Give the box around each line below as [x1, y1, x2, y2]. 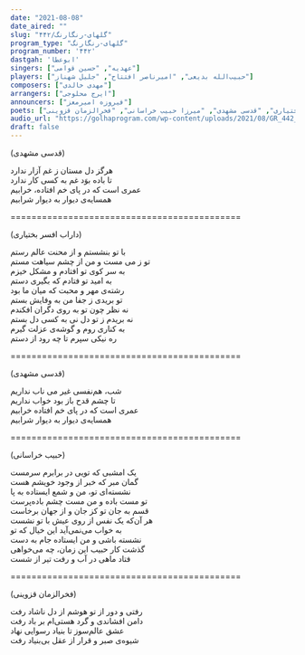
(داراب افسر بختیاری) [10, 229, 82, 240]
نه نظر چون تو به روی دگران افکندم [10, 304, 129, 315]
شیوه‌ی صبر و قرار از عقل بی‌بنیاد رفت [10, 635, 139, 645]
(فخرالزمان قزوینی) [10, 589, 77, 599]
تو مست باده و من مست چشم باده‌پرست [10, 496, 148, 507]
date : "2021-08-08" [10, 13, 84, 23]
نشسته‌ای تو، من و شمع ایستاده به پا [10, 486, 131, 497]
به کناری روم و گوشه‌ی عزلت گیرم [10, 323, 126, 334]
